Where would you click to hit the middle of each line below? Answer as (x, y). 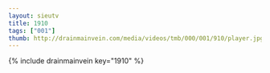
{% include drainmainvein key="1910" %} (76, 61)
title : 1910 (28, 23)
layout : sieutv (34, 16)
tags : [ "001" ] (32, 30)
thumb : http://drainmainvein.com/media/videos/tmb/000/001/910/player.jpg (136, 38)
